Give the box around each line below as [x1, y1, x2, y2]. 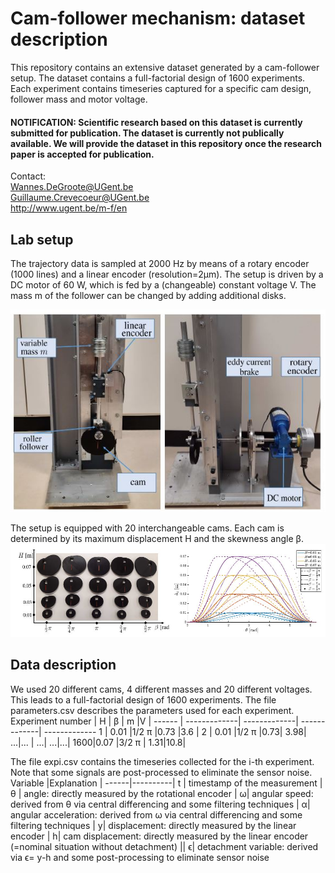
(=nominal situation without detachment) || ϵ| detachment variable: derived [10, 840, 319, 852]
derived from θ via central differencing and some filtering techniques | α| [10, 798, 311, 810]
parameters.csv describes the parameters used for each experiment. [10, 704, 295, 716]
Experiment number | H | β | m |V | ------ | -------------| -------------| [10, 715, 299, 727]
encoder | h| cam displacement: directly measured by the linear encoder [10, 830, 309, 842]
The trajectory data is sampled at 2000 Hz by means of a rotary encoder [10, 257, 310, 269]
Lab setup [10, 231, 74, 248]
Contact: [10, 170, 47, 182]
